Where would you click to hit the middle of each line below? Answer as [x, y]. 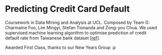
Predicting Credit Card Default [68, 9]
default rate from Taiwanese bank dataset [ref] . [53, 38]
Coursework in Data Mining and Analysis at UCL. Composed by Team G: [78, 22]
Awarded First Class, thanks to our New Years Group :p [61, 47]
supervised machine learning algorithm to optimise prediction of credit [76, 33]
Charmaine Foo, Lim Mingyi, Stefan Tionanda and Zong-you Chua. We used [81, 27]
